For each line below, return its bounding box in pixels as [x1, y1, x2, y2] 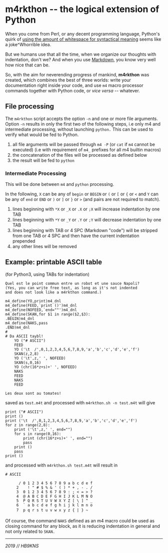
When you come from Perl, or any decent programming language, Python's [5, 31, 160, 37]
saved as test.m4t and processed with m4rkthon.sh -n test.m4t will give [5, 399, 155, 405]
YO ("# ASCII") [14, 338, 46, 343]
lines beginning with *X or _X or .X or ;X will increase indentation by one [12, 206, 160, 212]
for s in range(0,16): [14, 431, 61, 436]
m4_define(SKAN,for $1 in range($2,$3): [5, 311, 91, 317]
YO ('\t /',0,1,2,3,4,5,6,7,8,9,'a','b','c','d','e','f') [14, 347, 140, 352]
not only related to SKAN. [5, 528, 55, 534]
